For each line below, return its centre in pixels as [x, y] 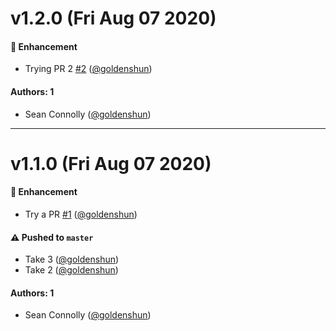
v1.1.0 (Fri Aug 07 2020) [111, 163]
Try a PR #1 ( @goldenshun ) [81, 214]
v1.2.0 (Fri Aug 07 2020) [113, 18]
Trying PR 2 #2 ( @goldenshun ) [88, 69]
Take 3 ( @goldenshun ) [72, 259]
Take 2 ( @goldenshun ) [71, 270]
